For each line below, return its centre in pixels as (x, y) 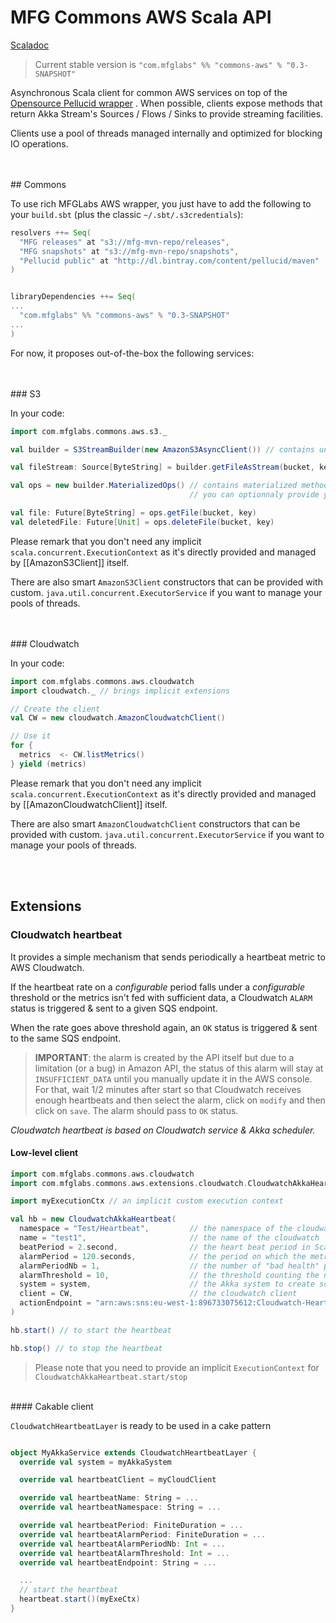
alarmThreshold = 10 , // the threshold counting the (169, 1275)
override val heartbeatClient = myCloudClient (118, 1480)
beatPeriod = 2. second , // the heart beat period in (165, 1247)
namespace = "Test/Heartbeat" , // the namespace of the (156, 1229)
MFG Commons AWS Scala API (141, 17)
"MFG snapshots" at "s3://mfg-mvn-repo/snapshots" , (129, 251)
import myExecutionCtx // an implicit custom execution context (147, 1201)
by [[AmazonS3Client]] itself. (70, 562)
